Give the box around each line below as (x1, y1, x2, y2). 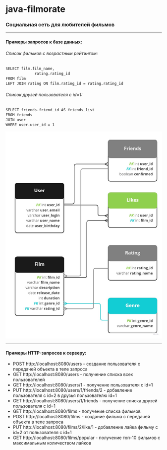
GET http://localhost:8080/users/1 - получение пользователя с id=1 (12, 382, 153, 388)
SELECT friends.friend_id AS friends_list (5, 108, 95, 113)
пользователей (12, 376, 45, 383)
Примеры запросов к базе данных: (5, 39, 82, 45)
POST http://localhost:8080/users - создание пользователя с (12, 361, 141, 367)
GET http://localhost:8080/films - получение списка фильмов (12, 408, 141, 414)
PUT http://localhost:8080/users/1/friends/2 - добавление (12, 387, 133, 393)
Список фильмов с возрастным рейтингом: (5, 50, 98, 56)
